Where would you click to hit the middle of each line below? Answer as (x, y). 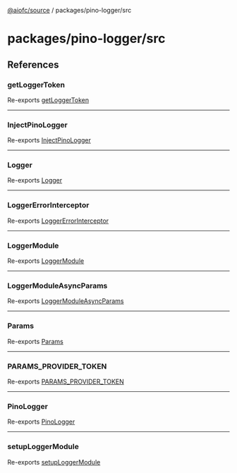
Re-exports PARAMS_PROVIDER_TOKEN (66, 381)
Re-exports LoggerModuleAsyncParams (66, 301)
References (33, 64)
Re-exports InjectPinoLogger (49, 140)
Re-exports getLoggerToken (48, 100)
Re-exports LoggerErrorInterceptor (58, 221)
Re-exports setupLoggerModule (54, 462)
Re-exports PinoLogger (41, 422)
